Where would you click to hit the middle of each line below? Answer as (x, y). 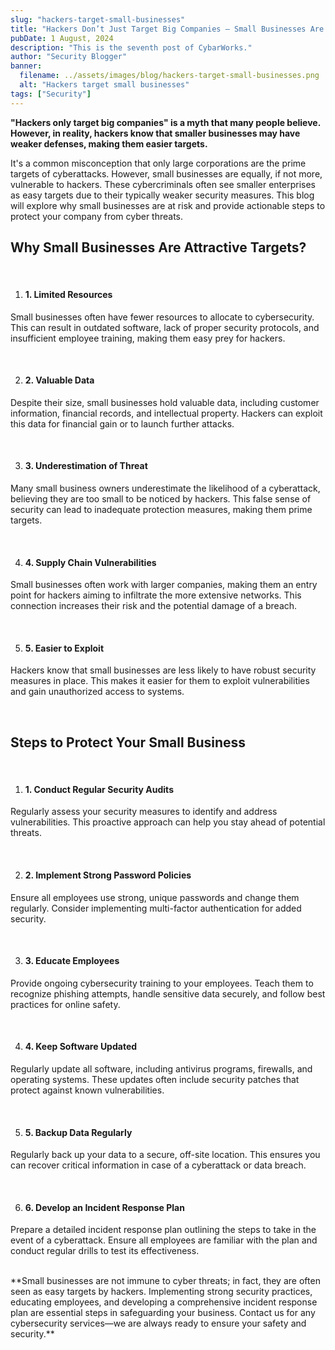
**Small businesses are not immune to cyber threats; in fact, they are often (165, 1281)
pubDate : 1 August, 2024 (62, 38)
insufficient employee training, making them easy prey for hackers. (148, 338)
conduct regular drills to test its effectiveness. (105, 1251)
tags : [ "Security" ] (51, 94)
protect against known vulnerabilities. (87, 1090)
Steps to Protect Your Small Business (128, 742)
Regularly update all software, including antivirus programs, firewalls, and (161, 1069)
